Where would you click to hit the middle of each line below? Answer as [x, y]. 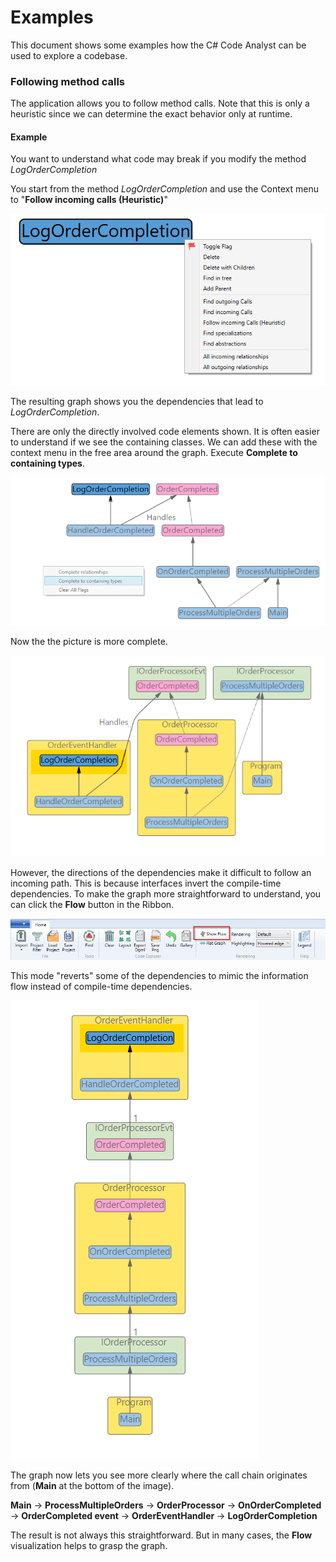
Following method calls [67, 81]
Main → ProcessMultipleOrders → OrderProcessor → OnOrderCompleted [166, 1505]
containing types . [47, 463]
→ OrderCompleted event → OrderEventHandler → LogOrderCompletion [164, 1515]
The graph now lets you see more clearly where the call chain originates [159, 1475]
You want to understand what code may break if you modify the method [158, 159]
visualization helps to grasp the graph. [89, 1545]
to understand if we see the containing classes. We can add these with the [164, 442]
